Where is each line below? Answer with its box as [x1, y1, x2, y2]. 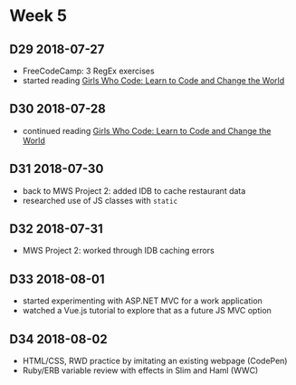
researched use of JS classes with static [22, 195, 178, 206]
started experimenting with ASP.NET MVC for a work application [22, 295, 263, 306]
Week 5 [9, 5, 68, 26]
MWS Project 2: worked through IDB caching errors [22, 245, 215, 256]
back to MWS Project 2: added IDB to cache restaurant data [22, 185, 246, 196]
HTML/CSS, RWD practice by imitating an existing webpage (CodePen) [22, 355, 288, 367]
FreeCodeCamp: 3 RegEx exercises [22, 65, 156, 76]
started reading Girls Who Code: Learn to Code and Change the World [22, 75, 285, 86]
